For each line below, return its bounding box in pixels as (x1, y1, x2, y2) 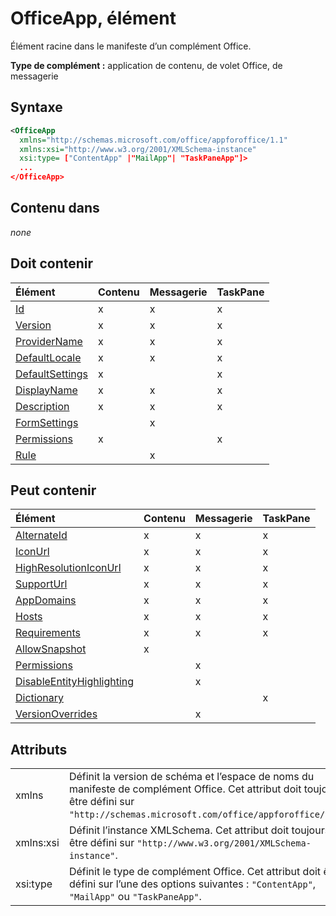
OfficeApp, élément (10, 7, 177, 30)
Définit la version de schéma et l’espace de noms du (68, 770, 315, 784)
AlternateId (15, 528, 68, 542)
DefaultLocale (15, 350, 82, 364)
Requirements (15, 626, 81, 640)
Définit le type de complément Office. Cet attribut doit (68, 865, 322, 879)
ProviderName (15, 334, 83, 348)
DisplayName (15, 383, 78, 397)
